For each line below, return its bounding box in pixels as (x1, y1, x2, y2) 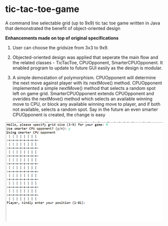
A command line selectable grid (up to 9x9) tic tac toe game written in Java (5, 20, 160, 26)
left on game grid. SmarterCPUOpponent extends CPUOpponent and (12, 90, 154, 96)
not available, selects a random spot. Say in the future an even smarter (12, 106, 158, 112)
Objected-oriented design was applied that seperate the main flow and (12, 54, 158, 60)
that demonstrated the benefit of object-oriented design (5, 25, 121, 31)
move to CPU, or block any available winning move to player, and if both (12, 101, 161, 107)
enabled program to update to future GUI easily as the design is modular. (12, 65, 162, 71)
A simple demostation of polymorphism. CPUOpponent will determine (12, 74, 156, 80)
